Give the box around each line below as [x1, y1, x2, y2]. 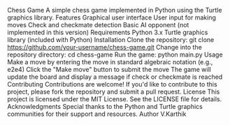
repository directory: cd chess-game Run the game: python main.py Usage [7, 50, 223, 59]
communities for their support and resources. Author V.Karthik [7, 110, 187, 118]
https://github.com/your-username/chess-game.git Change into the [7, 43, 203, 51]
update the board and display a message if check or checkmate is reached [7, 73, 223, 81]
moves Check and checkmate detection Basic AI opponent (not [7, 21, 189, 29]
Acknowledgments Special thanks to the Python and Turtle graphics [7, 103, 203, 110]
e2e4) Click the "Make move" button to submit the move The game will [7, 66, 211, 73]
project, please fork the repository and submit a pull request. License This [7, 87, 220, 96]
